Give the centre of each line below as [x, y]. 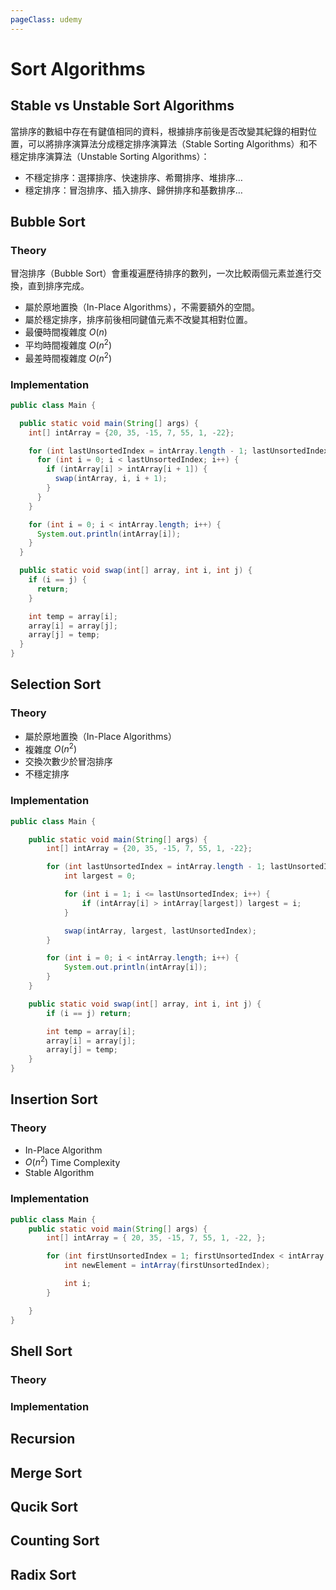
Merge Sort [46, 1472]
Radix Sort [43, 1574]
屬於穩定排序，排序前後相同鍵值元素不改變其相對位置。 [138, 320]
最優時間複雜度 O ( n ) [66, 332]
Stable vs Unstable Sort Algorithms [122, 106]
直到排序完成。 [58, 286]
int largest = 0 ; [100, 876]
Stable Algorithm [59, 1173]
